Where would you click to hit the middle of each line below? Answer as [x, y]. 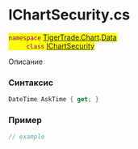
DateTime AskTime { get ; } [54, 100]
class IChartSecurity [61, 45]
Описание [25, 62]
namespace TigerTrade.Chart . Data [63, 37]
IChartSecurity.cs [69, 15]
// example [27, 137]
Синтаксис [31, 83]
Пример [25, 121]
